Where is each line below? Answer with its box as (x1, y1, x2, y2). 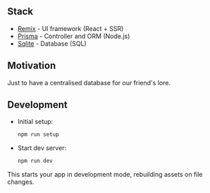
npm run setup (17, 131, 59, 138)
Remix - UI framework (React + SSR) (17, 24, 124, 32)
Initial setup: (17, 118, 54, 126)
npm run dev (17, 158, 53, 165)
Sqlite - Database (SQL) (17, 39, 87, 48)
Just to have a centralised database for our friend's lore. (7, 78, 171, 87)
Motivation (7, 60, 56, 72)
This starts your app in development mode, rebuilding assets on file (7, 170, 203, 179)
